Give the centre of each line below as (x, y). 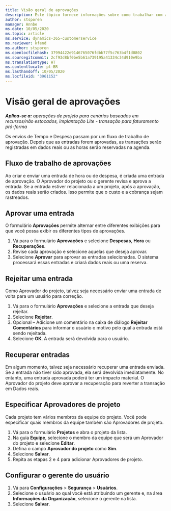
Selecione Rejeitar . (33, 317)
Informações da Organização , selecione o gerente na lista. (75, 498)
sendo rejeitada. (30, 333)
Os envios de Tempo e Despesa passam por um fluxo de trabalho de (77, 136)
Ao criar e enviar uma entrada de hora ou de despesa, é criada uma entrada (85, 175)
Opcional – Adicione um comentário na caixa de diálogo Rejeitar (80, 322)
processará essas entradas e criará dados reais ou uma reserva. (80, 263)
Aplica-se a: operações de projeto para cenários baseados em (72, 116)
